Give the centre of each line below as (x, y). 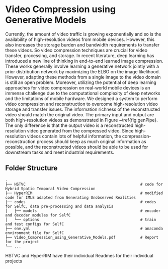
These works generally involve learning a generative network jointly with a (82, 66)
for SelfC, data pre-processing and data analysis (59, 206)
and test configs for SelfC (35, 224)
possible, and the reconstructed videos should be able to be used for (77, 147)
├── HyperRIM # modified (84, 193)
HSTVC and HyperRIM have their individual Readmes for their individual (79, 255)
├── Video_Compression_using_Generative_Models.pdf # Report (82, 237)
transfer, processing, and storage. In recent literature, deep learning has (80, 55)
